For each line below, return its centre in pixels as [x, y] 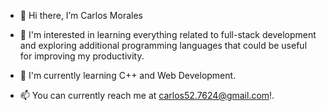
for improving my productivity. [82, 56]
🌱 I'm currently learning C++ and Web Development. [128, 75]
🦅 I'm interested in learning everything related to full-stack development [168, 34]
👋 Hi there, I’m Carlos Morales [81, 15]
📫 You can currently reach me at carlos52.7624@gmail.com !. [147, 95]
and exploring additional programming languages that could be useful [163, 45]
